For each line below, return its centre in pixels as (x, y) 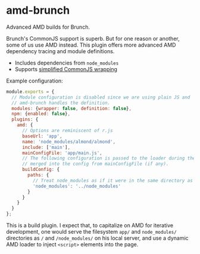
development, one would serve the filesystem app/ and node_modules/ (91, 232)
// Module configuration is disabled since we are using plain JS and (101, 97)
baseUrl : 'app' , (42, 136)
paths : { (38, 175)
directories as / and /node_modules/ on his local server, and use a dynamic (97, 238)
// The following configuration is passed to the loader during (103, 158)
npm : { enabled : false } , (41, 114)
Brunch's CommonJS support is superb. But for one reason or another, (93, 38)
